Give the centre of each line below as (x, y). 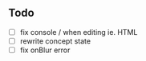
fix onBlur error (45, 50)
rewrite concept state (55, 41)
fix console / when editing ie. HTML (79, 32)
